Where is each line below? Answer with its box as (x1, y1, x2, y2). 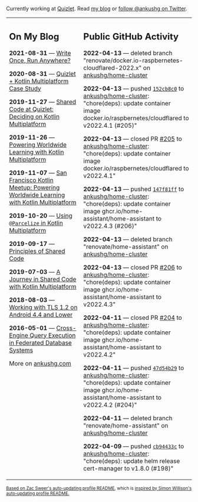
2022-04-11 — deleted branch (83, 414, 173, 422)
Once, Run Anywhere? (9, 56, 71, 64)
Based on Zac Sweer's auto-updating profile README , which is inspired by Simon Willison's (6, 485, 192, 491)
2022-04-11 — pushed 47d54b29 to (83, 364, 184, 372)
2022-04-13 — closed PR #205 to (83, 134, 183, 142)
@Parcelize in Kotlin (9, 219, 63, 227)
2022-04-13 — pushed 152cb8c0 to (83, 84, 184, 92)
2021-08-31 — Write (9, 48, 71, 57)
